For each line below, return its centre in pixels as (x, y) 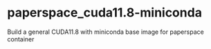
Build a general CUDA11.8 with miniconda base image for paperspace (105, 32)
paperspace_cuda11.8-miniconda (105, 13)
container (21, 39)
